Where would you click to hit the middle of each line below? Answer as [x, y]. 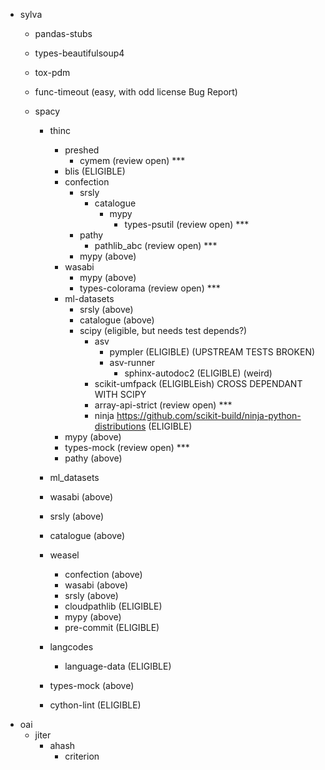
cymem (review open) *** [132, 160]
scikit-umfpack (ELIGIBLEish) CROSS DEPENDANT [198, 383]
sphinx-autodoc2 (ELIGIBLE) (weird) [198, 373]
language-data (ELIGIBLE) [118, 666]
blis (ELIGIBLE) [95, 171]
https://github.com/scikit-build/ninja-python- [209, 415]
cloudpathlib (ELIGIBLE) [113, 606]
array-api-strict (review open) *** [163, 405]
